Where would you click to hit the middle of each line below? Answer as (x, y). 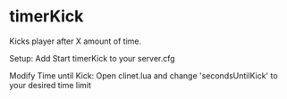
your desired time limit (51, 85)
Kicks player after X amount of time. (76, 41)
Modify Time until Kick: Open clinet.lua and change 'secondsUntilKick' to (144, 75)
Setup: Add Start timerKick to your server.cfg (93, 58)
